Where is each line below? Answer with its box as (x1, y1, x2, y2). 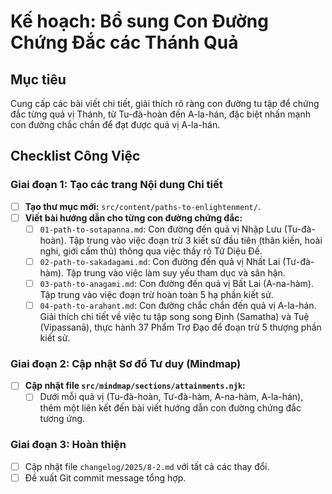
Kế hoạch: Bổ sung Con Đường (10, 10, 269, 33)
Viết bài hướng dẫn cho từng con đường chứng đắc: (24, 211, 243, 224)
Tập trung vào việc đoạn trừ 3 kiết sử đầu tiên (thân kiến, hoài (68, 234, 323, 246)
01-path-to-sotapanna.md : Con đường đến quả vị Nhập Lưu (39, 223, 282, 235)
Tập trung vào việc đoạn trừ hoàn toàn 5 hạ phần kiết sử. (39, 289, 274, 300)
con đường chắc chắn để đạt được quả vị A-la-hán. (10, 119, 221, 130)
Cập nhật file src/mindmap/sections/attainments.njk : (24, 380, 246, 392)
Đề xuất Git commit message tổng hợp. (24, 471, 187, 484)
